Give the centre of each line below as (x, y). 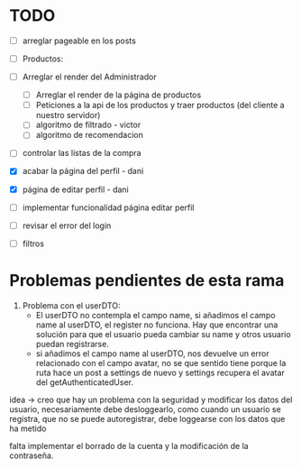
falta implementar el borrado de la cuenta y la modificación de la (129, 445)
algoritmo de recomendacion (90, 135)
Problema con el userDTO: (71, 305)
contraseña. (32, 455)
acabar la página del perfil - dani (83, 171)
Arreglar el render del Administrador (90, 77)
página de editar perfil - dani (75, 189)
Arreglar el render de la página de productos (119, 95)
